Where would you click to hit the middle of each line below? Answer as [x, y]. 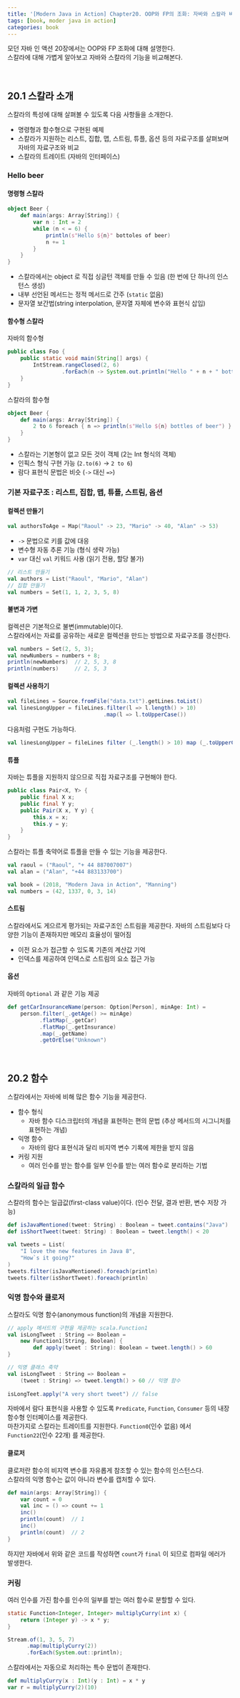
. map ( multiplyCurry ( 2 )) [62, 1646]
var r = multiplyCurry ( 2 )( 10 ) [52, 1688]
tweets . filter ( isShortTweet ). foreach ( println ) [78, 1278]
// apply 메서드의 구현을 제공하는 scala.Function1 [77, 1328]
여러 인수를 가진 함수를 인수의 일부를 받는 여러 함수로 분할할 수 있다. [101, 1599]
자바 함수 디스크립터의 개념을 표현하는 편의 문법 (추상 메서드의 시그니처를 [130, 1121]
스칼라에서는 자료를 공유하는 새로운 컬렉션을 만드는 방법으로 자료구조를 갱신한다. [119, 635]
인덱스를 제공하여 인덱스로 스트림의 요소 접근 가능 [86, 959]
